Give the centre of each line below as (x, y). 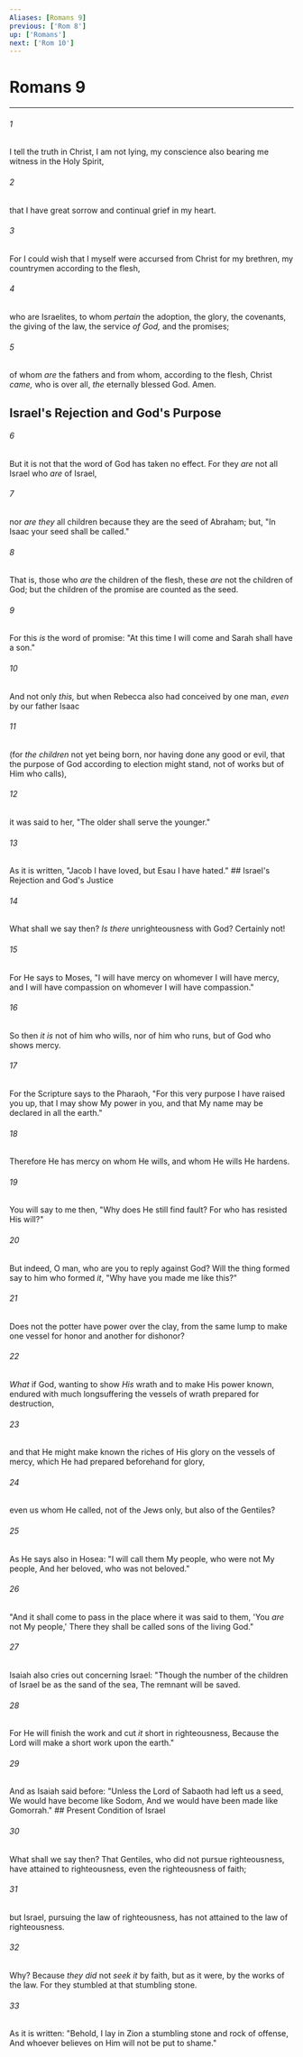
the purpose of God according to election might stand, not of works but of (147, 763)
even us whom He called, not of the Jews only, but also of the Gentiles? (142, 1510)
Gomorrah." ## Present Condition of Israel (87, 1810)
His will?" (27, 1220)
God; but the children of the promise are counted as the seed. (124, 590)
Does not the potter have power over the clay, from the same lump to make (148, 1326)
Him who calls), (38, 773)
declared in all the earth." (56, 1113)
